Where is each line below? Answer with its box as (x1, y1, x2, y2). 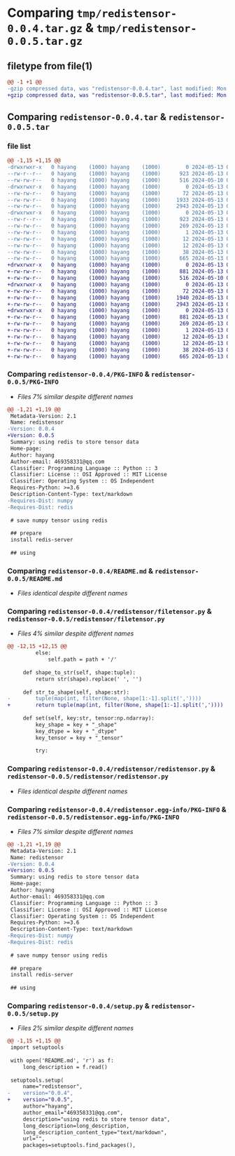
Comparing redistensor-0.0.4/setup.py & (7, 1001, 150, 1011)
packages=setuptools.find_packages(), (22, 1142, 136, 1149)
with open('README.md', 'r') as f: (10, 1057, 114, 1064)
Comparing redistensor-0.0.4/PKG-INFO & (7, 370, 150, 379)
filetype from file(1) (7, 60, 93, 72)
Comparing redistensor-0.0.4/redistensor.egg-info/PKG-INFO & (7, 805, 227, 814)
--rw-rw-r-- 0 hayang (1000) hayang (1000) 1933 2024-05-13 (7, 196, 224, 203)
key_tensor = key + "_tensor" (35, 734, 124, 741)
